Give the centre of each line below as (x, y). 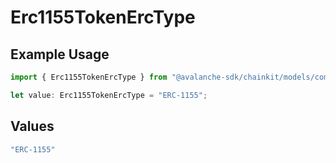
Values (32, 126)
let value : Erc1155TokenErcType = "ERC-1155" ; (109, 95)
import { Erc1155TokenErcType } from (89, 77)
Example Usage (60, 54)
